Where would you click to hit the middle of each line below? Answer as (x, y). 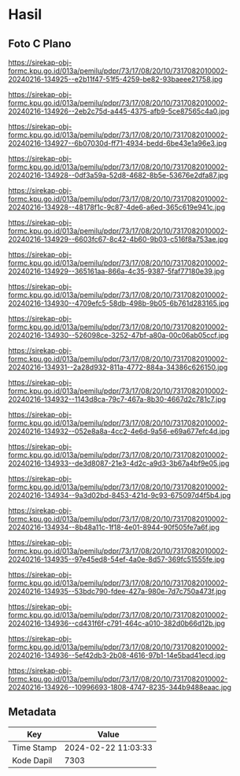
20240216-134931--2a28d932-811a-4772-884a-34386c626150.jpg (118, 367)
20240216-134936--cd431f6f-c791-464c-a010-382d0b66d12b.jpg (117, 623)
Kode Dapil (32, 760)
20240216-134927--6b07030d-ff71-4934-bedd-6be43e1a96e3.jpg (118, 143)
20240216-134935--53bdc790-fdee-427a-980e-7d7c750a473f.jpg (117, 591)
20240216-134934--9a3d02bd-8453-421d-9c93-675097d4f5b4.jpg (120, 495)
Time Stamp (35, 748)
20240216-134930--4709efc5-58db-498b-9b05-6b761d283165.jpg (119, 303)
